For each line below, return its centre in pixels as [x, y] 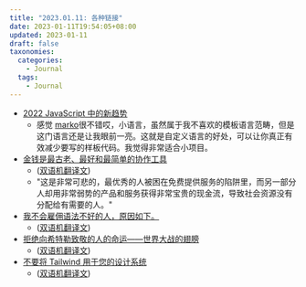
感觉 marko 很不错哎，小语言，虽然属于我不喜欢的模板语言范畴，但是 [165, 124]
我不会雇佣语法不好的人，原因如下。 [91, 216]
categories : [41, 60]
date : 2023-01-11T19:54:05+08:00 [73, 27]
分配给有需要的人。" [74, 204]
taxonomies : [32, 52]
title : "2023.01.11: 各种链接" [66, 18]
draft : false [34, 43]
